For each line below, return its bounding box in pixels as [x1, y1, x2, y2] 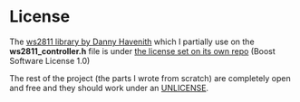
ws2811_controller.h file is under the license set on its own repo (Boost [9, 45, 276, 56]
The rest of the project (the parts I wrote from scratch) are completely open [9, 72, 292, 83]
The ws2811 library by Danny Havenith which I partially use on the [9, 36, 256, 47]
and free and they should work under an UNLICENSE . [9, 82, 209, 93]
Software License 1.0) [9, 55, 91, 66]
